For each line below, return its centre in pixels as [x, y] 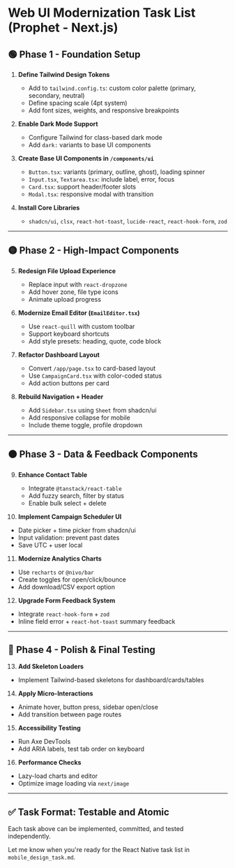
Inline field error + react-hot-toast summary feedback [97, 621]
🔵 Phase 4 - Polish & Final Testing [82, 650]
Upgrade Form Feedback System [67, 600]
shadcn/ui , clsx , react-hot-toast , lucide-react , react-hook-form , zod [128, 221]
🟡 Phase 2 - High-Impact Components [93, 250]
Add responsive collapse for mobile [79, 418]
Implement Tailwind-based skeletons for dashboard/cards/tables [111, 680]
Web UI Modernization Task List [102, 13]
